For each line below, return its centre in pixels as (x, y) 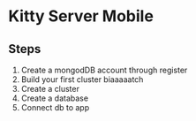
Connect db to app (55, 107)
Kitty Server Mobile (81, 16)
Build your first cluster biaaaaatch (82, 79)
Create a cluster (50, 89)
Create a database (55, 98)
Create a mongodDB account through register (104, 70)
